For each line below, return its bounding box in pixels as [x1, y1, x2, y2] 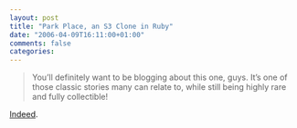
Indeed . [9, 109, 38, 120]
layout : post [9, 13, 59, 23]
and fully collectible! [31, 92, 109, 103]
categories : [9, 47, 55, 56]
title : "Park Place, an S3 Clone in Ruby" [9, 22, 174, 31]
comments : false [9, 38, 71, 48]
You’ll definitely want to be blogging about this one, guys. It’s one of [31, 72, 288, 83]
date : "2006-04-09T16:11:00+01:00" [9, 30, 145, 39]
